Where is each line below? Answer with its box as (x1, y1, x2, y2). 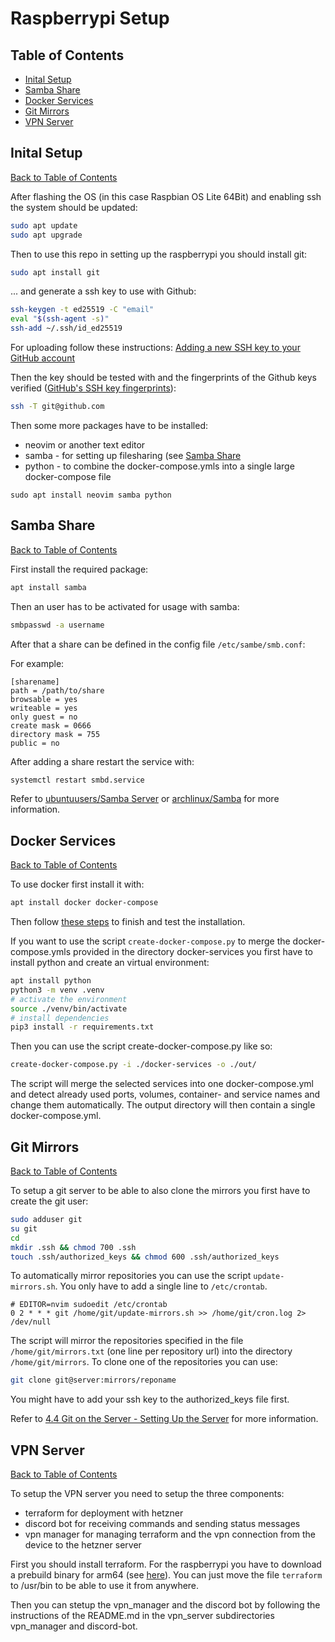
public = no (10, 738, 60, 748)
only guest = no (10, 712, 78, 722)
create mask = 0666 (10, 720, 92, 731)
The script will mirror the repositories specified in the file (10, 1335, 244, 1347)
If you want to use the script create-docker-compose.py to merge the (10, 935, 291, 947)
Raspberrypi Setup (10, 7, 170, 30)
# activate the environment (10, 994, 128, 1004)
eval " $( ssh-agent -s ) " (10, 314, 110, 324)
